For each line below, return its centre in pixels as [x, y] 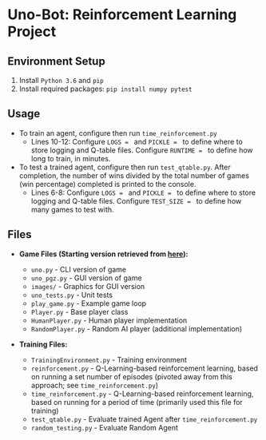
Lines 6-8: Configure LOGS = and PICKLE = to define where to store [143, 192]
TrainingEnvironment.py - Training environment [109, 359]
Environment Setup [56, 61]
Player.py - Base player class [79, 311]
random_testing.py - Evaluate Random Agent [105, 427]
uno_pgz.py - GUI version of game [86, 278]
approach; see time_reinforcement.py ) [95, 385]
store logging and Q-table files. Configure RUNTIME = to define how [142, 150]
